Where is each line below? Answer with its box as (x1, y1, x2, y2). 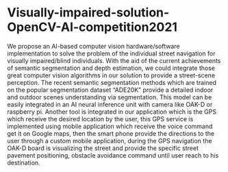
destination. (7, 158, 40, 167)
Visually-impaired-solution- (7, 5, 170, 21)
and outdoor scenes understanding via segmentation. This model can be (7, 93, 212, 101)
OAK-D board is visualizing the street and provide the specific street (7, 144, 199, 152)
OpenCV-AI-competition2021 (7, 19, 178, 35)
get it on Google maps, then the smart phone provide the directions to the (7, 129, 215, 138)
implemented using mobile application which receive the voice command (7, 122, 213, 130)
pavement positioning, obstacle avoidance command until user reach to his (7, 151, 219, 159)
